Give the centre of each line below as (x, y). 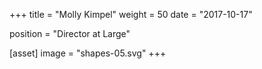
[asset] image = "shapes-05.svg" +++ (88, 53)
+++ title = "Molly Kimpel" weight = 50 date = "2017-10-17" (131, 14)
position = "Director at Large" (70, 33)
